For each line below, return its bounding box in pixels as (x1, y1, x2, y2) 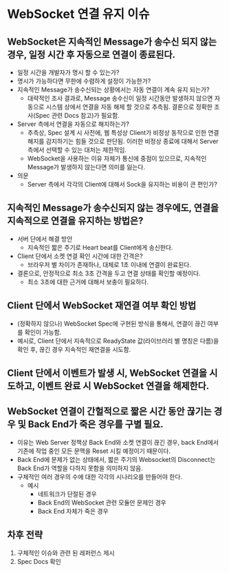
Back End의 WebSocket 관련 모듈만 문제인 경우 (37, 498, 166, 507)
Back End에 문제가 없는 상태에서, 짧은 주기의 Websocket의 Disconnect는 (17, 455, 216, 463)
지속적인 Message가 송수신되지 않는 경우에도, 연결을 (7, 202, 219, 214)
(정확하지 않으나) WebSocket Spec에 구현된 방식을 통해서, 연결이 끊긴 (17, 319, 206, 328)
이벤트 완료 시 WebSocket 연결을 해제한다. (36, 380, 210, 392)
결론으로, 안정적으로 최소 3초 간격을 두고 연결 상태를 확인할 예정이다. (17, 269, 201, 277)
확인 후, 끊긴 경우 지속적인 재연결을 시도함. (17, 345, 131, 353)
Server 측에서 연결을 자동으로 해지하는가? (17, 120, 129, 128)
